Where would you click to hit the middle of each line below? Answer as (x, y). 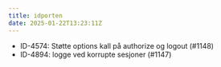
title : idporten (35, 16)
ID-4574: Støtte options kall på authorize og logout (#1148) (117, 45)
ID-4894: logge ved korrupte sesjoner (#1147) (96, 54)
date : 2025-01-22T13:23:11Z (55, 23)
